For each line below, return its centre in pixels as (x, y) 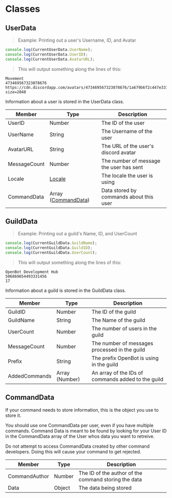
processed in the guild (118, 350)
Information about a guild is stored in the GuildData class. (66, 290)
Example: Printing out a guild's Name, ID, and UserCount (77, 234)
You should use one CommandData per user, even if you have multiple (79, 425)
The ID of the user (123, 123)
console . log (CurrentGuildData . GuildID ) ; (49, 248)
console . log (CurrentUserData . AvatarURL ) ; (50, 59)
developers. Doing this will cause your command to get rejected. (73, 451)
